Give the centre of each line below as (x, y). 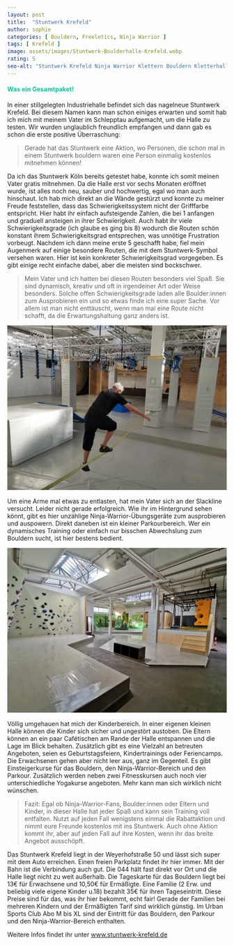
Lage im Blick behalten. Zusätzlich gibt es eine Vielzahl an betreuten (105, 746)
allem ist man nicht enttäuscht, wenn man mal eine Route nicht (114, 308)
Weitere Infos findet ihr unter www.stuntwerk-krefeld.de (87, 935)
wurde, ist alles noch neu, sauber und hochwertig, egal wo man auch (106, 191)
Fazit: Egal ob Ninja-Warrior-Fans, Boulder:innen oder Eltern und (117, 804)
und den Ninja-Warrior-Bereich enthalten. (67, 921)
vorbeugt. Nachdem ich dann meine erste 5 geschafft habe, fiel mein (106, 243)
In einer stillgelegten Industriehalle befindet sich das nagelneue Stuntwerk (114, 105)
